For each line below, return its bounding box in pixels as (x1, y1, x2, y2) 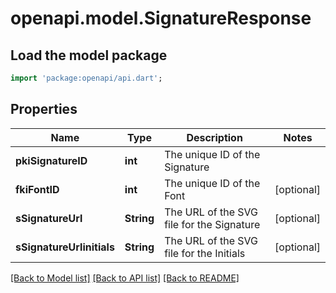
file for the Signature (164, 217, 261, 231)
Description (186, 130, 243, 144)
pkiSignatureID (15, 153, 88, 167)
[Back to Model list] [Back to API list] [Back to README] (10, 272, 240, 284)
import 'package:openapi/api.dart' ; (10, 73, 163, 83)
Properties (10, 101, 78, 118)
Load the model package (10, 47, 168, 64)
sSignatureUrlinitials (15, 240, 115, 254)
